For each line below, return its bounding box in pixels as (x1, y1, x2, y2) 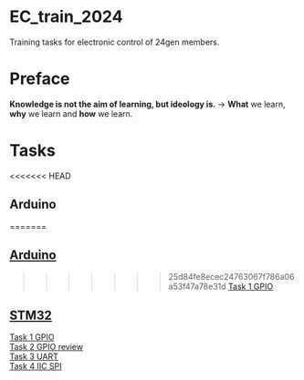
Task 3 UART (9, 351, 59, 362)
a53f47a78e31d (168, 281, 226, 293)
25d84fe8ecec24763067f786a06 (168, 272, 295, 282)
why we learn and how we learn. (9, 108, 133, 119)
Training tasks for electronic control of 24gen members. (9, 36, 220, 47)
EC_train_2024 (9, 6, 123, 27)
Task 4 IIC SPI (9, 361, 62, 372)
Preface (9, 68, 70, 89)
